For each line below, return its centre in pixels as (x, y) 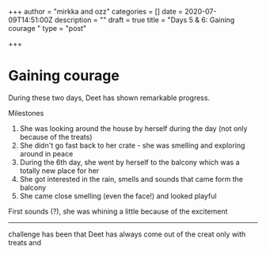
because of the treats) (56, 137)
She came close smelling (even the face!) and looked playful (118, 196)
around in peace (46, 153)
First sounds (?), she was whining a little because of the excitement (118, 211)
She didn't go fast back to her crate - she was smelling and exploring (132, 145)
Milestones (26, 113)
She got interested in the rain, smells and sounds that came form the (131, 179)
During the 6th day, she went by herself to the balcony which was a (129, 162)
